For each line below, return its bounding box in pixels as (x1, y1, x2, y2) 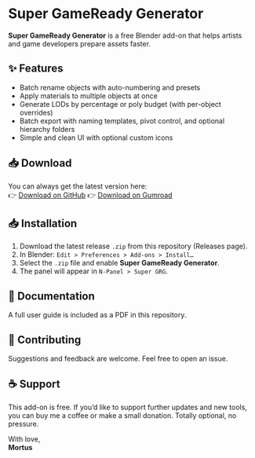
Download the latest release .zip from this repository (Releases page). (19, 241, 248, 251)
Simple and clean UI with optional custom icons (19, 133, 173, 142)
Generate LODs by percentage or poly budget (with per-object (19, 99, 221, 108)
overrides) (19, 108, 53, 117)
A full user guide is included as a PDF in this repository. (8, 310, 187, 320)
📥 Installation (8, 217, 78, 230)
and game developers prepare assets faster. (8, 38, 151, 48)
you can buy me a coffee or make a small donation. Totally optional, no (8, 410, 237, 420)
